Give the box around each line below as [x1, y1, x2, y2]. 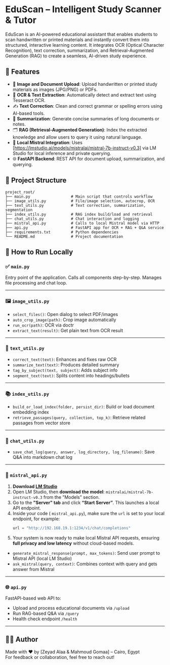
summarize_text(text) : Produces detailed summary [12, 362, 119, 368]
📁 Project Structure [5, 176, 67, 185]
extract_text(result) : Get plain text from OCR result [12, 327, 123, 333]
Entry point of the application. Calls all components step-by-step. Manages [5, 274, 162, 280]
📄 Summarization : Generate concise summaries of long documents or [12, 115, 159, 121]
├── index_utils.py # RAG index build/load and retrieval [5, 212, 153, 217]
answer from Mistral [12, 566, 55, 572]
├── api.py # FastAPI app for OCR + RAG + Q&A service [5, 225, 164, 230]
